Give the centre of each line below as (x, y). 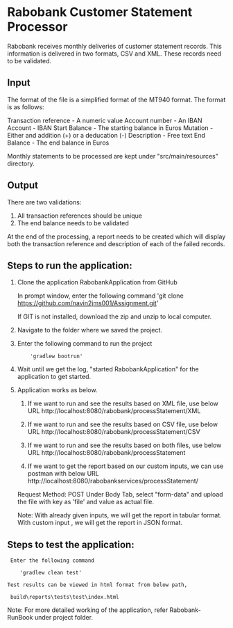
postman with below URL (63, 474)
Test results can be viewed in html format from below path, (97, 585)
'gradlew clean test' (51, 573)
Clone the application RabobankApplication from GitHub (97, 282)
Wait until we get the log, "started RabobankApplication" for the (108, 369)
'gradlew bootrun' (57, 356)
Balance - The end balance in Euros (58, 143)
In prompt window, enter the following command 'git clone (100, 296)
